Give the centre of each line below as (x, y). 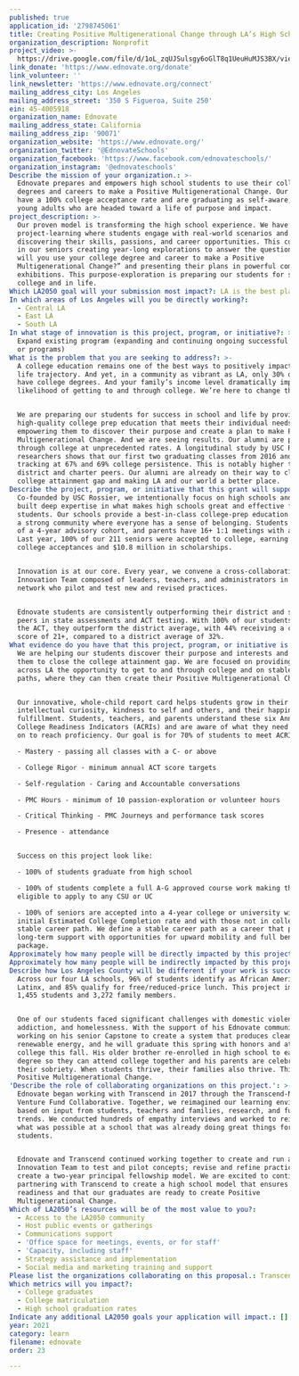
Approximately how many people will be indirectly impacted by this (139, 962)
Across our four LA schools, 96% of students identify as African (143, 979)
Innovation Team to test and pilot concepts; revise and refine (139, 1168)
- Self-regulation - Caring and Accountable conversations (129, 783)
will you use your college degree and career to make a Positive (141, 258)
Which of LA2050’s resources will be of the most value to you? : (133, 1209)
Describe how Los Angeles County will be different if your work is (139, 970)
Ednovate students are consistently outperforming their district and (151, 612)
